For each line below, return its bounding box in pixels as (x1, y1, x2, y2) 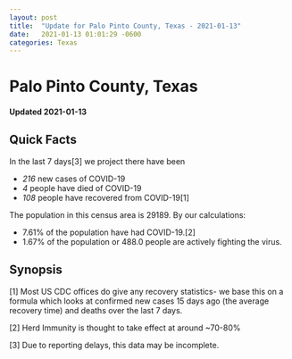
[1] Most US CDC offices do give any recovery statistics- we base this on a (9, 286, 284, 296)
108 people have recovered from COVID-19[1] (21, 192, 190, 203)
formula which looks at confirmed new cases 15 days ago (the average (9, 296, 270, 306)
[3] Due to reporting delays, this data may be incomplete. (9, 339, 220, 350)
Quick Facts (9, 132, 78, 147)
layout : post (9, 13, 58, 22)
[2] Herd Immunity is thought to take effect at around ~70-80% (9, 322, 241, 333)
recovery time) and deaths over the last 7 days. (9, 305, 183, 315)
